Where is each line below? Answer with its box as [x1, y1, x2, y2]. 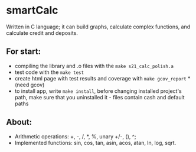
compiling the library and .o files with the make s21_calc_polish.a [14, 62, 174, 69]
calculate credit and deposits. [6, 29, 79, 36]
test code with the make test [14, 69, 84, 76]
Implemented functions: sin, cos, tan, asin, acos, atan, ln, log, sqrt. [14, 139, 177, 146]
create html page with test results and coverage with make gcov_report [14, 75, 187, 82]
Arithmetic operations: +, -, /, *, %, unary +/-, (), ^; [14, 132, 137, 140]
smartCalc [6, 4, 58, 17]
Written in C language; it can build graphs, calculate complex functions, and [6, 23, 191, 30]
